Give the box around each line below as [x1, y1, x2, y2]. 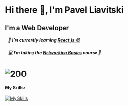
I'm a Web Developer [5, 24, 69, 32]
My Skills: [5, 85, 26, 91]
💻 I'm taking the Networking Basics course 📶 [8, 49, 101, 55]
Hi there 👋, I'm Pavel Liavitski [5, 4, 124, 15]
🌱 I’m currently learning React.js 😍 [8, 37, 80, 43]
